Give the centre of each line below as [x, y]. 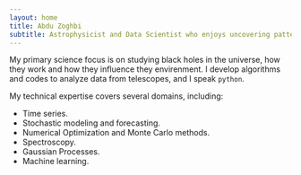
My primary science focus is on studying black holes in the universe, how [145, 60]
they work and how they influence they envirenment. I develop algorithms [145, 69]
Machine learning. [56, 162]
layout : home [34, 17]
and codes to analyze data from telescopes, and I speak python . [127, 79]
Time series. [45, 114]
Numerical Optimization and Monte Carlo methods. [116, 133]
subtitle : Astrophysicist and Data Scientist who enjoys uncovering [140, 34]
